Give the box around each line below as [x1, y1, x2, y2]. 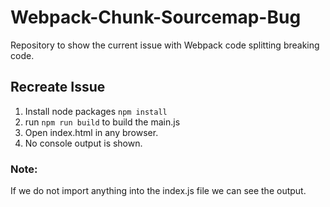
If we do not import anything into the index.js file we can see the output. [10, 185, 307, 197]
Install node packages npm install [24, 105, 168, 117]
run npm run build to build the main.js [24, 116, 181, 128]
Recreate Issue [10, 79, 106, 96]
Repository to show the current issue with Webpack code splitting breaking [10, 39, 320, 51]
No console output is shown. [24, 137, 143, 149]
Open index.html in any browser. [24, 126, 159, 138]
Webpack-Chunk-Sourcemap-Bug [10, 6, 302, 29]
